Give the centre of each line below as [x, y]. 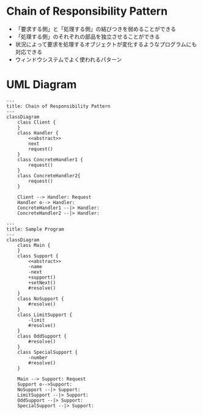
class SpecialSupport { [48, 352]
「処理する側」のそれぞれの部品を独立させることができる [87, 36]
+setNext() [42, 282]
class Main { [34, 245]
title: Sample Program [35, 229]
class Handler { [38, 133]
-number [38, 358]
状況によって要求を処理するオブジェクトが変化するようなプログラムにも [106, 44]
